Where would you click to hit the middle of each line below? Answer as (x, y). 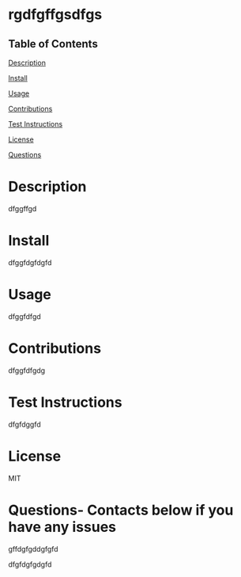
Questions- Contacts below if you (121, 510)
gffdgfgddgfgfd (33, 549)
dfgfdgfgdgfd (30, 564)
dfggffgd (23, 208)
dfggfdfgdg (27, 370)
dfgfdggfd (24, 424)
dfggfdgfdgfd (30, 262)
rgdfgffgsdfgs (55, 15)
